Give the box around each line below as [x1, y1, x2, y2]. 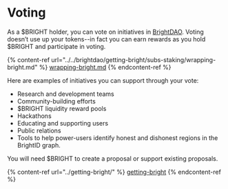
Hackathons [17, 112, 52, 120]
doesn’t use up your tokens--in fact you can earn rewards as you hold [7, 34, 206, 43]
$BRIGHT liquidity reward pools [17, 104, 107, 112]
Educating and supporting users [17, 119, 109, 127]
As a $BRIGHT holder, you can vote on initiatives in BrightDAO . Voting [7, 28, 205, 36]
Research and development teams [17, 90, 115, 98]
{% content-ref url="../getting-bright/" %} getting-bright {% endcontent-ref [7, 168, 222, 176]
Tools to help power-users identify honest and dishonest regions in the [17, 133, 218, 142]
